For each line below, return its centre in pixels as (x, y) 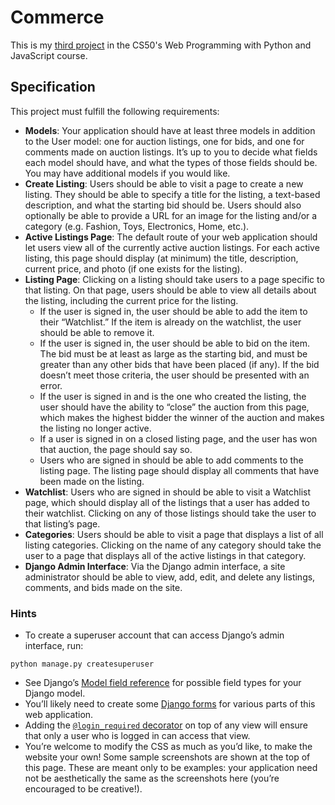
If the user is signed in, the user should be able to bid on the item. (175, 343)
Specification (53, 87)
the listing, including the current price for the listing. (131, 300)
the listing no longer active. (95, 428)
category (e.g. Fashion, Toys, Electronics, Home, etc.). (137, 226)
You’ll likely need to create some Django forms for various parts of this (170, 704)
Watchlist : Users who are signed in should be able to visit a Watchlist (168, 492)
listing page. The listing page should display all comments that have (179, 470)
